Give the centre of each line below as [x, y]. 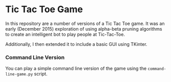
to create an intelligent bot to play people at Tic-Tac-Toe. [65, 34]
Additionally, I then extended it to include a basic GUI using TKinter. [76, 44]
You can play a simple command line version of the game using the [76, 69]
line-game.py [19, 74]
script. [41, 74]
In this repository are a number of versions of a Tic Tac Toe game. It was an [85, 23]
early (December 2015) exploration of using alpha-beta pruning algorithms [84, 29]
